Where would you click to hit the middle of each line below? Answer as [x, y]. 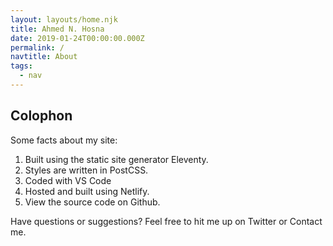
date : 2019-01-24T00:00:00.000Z [77, 38]
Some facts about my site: [64, 140]
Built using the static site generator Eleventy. [116, 159]
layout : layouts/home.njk [64, 19]
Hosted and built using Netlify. [87, 191]
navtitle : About [44, 57]
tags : [21, 66]
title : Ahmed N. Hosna [57, 29]
